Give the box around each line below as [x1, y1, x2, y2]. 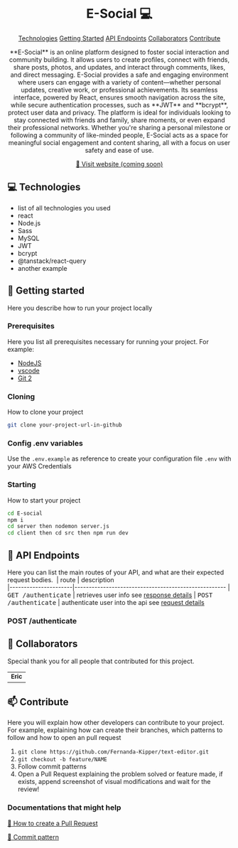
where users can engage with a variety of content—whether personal [17, 77, 222, 86]
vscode [17, 366, 40, 375]
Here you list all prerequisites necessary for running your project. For [7, 337, 210, 345]
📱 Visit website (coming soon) [75, 159, 163, 168]
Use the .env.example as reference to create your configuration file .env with [7, 454, 232, 463]
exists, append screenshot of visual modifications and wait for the [17, 778, 211, 786]
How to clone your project [7, 408, 84, 417]
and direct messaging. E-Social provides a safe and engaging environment [10, 70, 229, 79]
